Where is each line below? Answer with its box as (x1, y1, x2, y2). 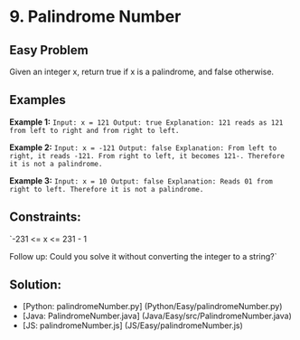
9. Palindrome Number (9, 6, 182, 27)
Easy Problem (9, 42, 89, 58)
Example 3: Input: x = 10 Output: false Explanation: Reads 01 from (9, 175, 274, 186)
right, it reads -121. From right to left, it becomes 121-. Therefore (9, 151, 285, 160)
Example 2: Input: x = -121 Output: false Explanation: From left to (9, 142, 277, 153)
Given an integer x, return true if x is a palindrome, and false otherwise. (9, 66, 274, 77)
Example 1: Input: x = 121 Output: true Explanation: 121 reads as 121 (9, 116, 284, 127)
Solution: (9, 278, 61, 293)
